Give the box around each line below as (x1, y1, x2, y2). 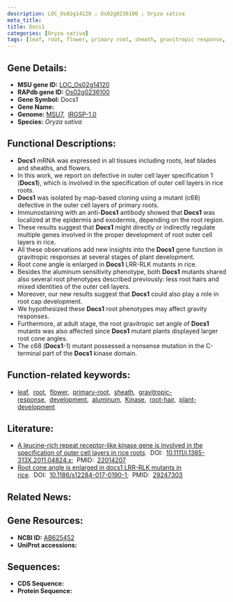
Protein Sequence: (17, 587, 73, 595)
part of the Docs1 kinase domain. (42, 349, 138, 357)
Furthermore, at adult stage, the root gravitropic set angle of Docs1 (17, 319, 210, 328)
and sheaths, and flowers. (17, 163, 92, 172)
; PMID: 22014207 (71, 456, 127, 465)
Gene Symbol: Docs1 (17, 95, 79, 103)
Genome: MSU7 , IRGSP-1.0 (17, 110, 97, 119)
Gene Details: (7, 62, 67, 74)
